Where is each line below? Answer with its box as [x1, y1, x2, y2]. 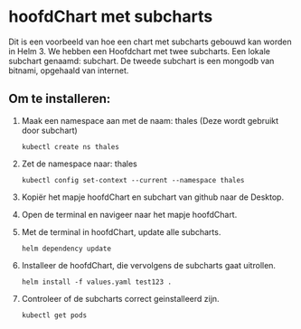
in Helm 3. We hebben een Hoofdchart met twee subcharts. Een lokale [8, 45, 270, 56]
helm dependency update [21, 244, 112, 253]
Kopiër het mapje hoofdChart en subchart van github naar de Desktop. [21, 192, 285, 202]
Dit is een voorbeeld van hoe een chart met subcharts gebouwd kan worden [8, 36, 292, 47]
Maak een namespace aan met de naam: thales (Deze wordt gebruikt [21, 115, 279, 126]
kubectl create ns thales [21, 142, 119, 151]
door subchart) [21, 125, 78, 136]
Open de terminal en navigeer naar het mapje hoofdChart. [21, 209, 238, 220]
